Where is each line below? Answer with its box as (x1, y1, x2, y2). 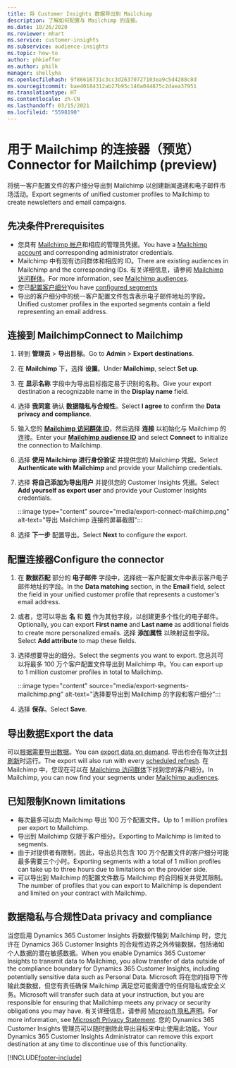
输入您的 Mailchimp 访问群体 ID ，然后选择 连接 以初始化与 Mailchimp (17, 424, 219, 433)
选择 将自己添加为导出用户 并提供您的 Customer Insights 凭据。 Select (17, 478, 220, 487)
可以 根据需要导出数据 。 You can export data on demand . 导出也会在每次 (7, 748, 215, 756)
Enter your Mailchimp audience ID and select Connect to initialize (36, 433, 229, 442)
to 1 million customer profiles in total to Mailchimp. (17, 668, 163, 676)
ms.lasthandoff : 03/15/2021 (7, 102, 90, 109)
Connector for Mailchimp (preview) (7, 157, 218, 173)
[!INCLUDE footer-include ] (7, 1053, 82, 1062)
